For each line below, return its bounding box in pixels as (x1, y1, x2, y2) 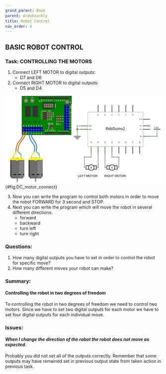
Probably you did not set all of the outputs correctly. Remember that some (5, 353, 157, 359)
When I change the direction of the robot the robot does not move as (5, 337, 150, 343)
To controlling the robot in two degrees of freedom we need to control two (5, 301, 158, 307)
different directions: (12, 209, 53, 215)
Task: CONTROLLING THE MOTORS (5, 58, 92, 65)
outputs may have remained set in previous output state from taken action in (5, 358, 162, 364)
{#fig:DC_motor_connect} (5, 184, 58, 190)
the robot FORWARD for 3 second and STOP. (12, 199, 104, 205)
